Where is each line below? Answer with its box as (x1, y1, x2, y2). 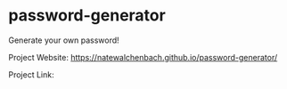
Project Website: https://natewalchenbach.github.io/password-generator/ (8, 52, 278, 62)
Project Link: (8, 69, 54, 80)
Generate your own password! (8, 35, 119, 45)
